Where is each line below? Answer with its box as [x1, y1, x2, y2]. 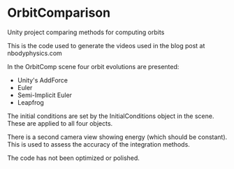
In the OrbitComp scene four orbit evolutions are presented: [7, 62, 180, 71]
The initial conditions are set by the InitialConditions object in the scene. [7, 112, 214, 120]
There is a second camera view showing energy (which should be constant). [7, 133, 228, 141]
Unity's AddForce [17, 75, 68, 84]
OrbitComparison [7, 5, 110, 21]
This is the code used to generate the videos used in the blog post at [7, 41, 205, 50]
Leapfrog [17, 98, 44, 106]
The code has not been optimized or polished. [7, 154, 140, 162]
